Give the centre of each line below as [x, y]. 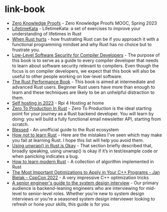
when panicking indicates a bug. [45, 156]
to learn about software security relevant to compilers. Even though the [85, 66]
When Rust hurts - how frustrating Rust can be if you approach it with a [85, 39]
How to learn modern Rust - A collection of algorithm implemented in [83, 161]
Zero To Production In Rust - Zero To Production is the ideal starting [82, 108]
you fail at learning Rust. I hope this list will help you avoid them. [78, 140]
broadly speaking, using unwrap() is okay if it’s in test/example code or [85, 151]
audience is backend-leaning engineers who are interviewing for [78, 188]
